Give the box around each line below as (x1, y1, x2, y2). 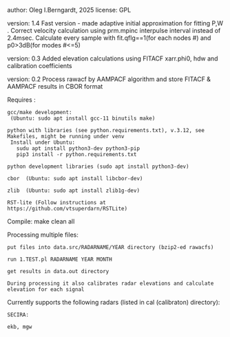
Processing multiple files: (7, 230, 79, 239)
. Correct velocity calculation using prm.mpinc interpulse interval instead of (7, 27, 221, 34)
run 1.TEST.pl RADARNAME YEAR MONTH (7, 256, 112, 263)
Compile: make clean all (7, 217, 75, 226)
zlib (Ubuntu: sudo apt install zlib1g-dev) (7, 187, 140, 194)
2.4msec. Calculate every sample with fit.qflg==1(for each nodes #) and (7, 34, 211, 42)
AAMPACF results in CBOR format (7, 83, 103, 90)
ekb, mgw (7, 323, 32, 330)
